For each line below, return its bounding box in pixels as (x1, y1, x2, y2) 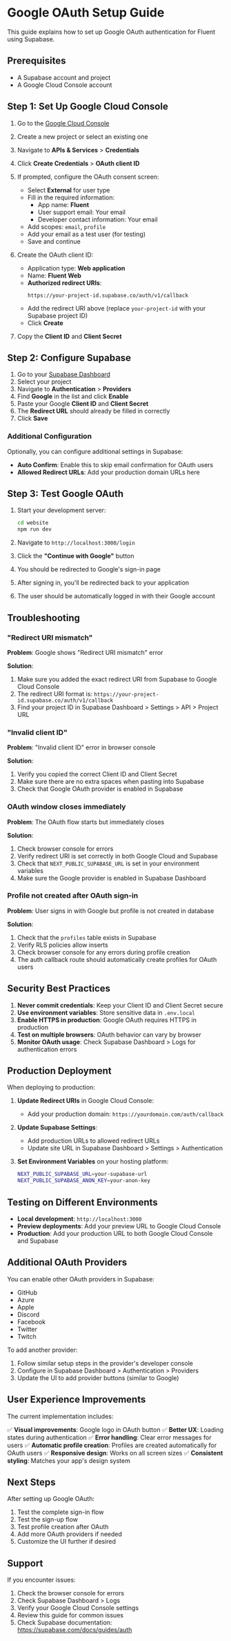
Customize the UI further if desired (17, 1537, 116, 1546)
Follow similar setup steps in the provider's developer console (17, 1359, 193, 1367)
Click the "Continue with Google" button (17, 552, 134, 560)
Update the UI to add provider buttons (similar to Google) (17, 1373, 179, 1382)
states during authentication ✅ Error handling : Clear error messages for (7, 1433, 212, 1442)
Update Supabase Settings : (17, 1123, 98, 1132)
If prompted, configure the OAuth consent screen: (17, 173, 159, 181)
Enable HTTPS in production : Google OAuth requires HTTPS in (17, 1016, 197, 1024)
